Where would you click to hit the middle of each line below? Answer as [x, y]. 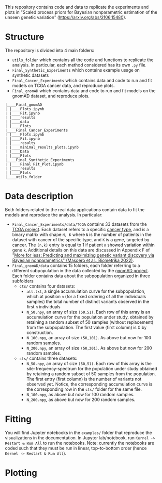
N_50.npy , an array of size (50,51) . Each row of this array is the [89, 363]
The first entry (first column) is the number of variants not [84, 379]
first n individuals [43, 307]
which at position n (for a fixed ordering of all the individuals [86, 296]
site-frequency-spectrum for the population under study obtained [92, 368]
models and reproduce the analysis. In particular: [54, 215]
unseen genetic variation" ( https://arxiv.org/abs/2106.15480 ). [66, 17]
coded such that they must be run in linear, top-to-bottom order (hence [76, 448]
